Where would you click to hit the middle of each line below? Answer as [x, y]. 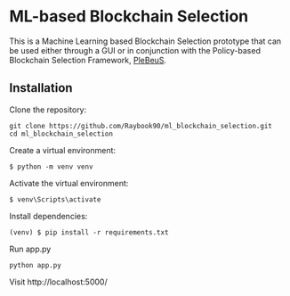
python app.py [36, 265]
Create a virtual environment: [63, 150]
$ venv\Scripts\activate [55, 199]
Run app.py [30, 249]
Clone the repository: [48, 110]
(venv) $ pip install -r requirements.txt [89, 232]
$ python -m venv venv [51, 167]
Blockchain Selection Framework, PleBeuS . [88, 60]
